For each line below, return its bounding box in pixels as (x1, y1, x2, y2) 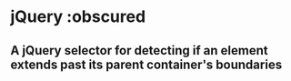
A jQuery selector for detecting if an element (10, 43, 268, 58)
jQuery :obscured (10, 6, 146, 27)
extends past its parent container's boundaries (10, 56, 283, 72)
